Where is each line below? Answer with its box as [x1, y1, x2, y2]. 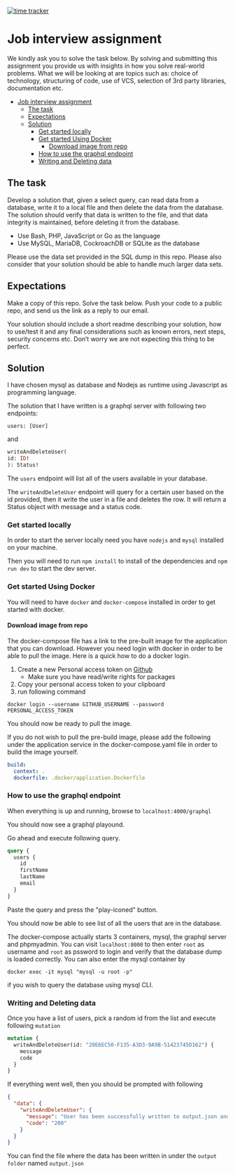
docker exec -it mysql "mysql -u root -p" [7, 968, 133, 975]
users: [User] [7, 423, 49, 430]
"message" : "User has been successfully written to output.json [25, 1112, 218, 1120]
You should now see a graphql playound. [7, 820, 124, 829]
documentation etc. [7, 84, 64, 92]
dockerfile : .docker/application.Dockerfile [13, 774, 145, 781]
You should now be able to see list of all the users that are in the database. [7, 919, 222, 927]
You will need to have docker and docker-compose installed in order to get [7, 598, 215, 606]
